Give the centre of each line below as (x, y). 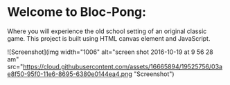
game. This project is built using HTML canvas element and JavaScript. (109, 38)
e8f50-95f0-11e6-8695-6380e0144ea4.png (70, 74)
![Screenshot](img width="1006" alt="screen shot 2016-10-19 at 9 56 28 (110, 52)
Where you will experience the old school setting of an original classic (107, 31)
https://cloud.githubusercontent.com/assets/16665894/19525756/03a (123, 66)
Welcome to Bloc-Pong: (77, 12)
